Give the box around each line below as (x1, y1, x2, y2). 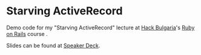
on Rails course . (6, 30, 48, 37)
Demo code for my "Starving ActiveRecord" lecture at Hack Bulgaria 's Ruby (6, 24, 195, 31)
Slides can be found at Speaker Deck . (6, 42, 100, 49)
